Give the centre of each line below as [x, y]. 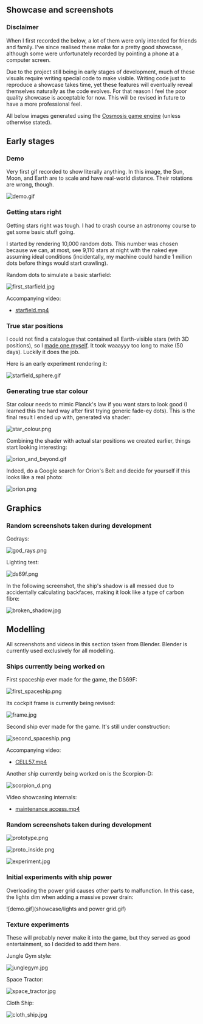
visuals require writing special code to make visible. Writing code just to [96, 78]
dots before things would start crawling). [57, 263]
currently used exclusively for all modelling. [61, 650]
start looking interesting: [37, 447]
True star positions [35, 326]
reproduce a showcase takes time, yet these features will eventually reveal [100, 84]
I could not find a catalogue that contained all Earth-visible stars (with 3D [98, 339]
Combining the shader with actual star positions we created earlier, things [99, 441]
